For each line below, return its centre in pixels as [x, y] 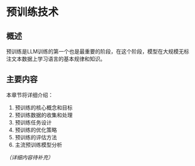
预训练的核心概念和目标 [44, 107]
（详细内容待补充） [30, 157]
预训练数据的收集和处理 [44, 115]
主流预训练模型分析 [38, 145]
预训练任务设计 [33, 122]
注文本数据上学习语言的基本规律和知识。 [56, 59]
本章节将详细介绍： [30, 95]
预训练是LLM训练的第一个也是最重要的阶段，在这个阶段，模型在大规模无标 [98, 51]
